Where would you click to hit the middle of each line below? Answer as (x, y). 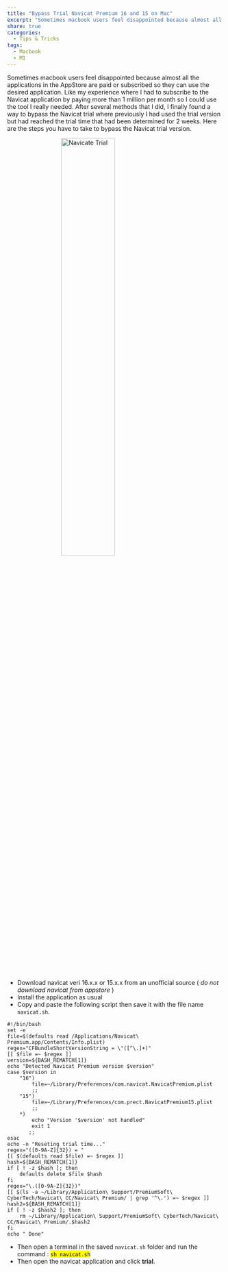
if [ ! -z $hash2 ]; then (44, 1210)
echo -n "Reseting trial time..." (56, 1144)
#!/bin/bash (24, 1024)
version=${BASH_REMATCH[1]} (47, 1060)
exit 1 (41, 1126)
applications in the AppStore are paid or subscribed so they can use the (109, 85)
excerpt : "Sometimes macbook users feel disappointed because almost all (115, 20)
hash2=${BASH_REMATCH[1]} (44, 1204)
